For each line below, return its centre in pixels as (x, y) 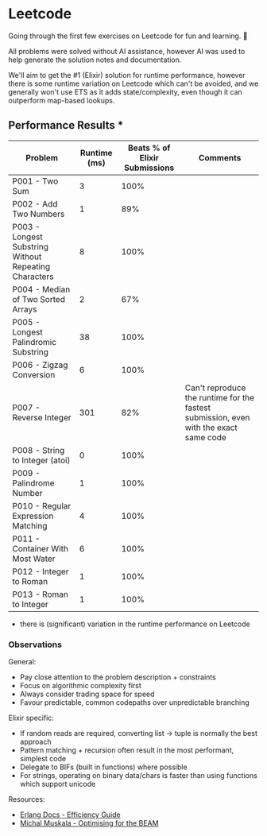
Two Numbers (39, 214)
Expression (33, 516)
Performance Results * (66, 125)
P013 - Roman (41, 594)
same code (205, 437)
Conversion (34, 374)
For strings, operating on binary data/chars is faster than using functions (139, 776)
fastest (197, 408)
